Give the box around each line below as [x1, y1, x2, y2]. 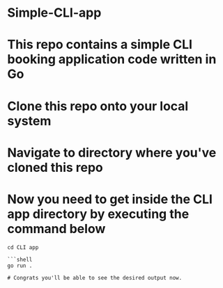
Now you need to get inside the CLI [7, 191, 213, 207]
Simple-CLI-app [7, 5, 102, 21]
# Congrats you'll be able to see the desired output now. [7, 274, 183, 281]
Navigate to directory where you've [7, 145, 217, 161]
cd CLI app [7, 243, 39, 251]
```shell [7, 256, 33, 263]
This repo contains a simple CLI [7, 37, 193, 53]
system [7, 113, 52, 129]
